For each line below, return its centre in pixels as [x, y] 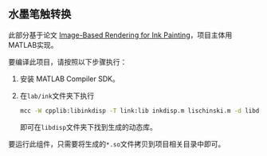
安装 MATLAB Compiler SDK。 [69, 79]
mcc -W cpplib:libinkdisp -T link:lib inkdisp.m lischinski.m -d [130, 111]
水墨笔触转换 [40, 14]
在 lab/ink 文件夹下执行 [57, 96]
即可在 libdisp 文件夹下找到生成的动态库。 [88, 127]
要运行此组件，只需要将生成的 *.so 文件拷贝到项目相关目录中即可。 [117, 144]
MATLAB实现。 [33, 45]
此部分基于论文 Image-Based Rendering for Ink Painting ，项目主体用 [120, 35]
